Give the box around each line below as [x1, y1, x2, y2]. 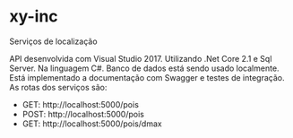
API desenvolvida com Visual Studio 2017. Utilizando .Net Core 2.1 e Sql [9, 53, 272, 64]
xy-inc [9, 6, 58, 27]
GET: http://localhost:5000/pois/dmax [22, 118, 163, 129]
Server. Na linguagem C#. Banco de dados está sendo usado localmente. [9, 63, 280, 73]
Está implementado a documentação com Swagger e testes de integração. [9, 72, 285, 82]
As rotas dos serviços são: [9, 82, 108, 92]
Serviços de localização [9, 36, 98, 47]
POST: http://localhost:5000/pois [22, 108, 145, 119]
